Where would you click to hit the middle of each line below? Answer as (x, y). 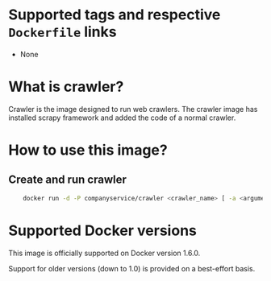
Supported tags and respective (115, 15)
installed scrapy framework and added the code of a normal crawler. (122, 118)
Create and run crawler (68, 180)
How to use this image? (88, 150)
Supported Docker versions (103, 230)
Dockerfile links (63, 32)
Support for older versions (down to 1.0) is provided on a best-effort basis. (132, 268)
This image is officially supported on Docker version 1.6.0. (104, 253)
